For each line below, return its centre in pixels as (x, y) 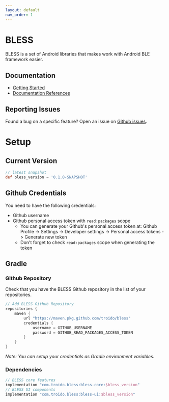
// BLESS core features (31, 380)
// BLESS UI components (31, 390)
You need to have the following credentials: (51, 205)
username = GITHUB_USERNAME (62, 328)
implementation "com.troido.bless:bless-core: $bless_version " (73, 385)
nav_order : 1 (19, 15)
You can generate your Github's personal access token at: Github (89, 226)
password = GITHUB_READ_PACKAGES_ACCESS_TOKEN (83, 332)
